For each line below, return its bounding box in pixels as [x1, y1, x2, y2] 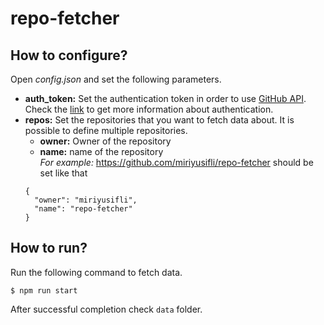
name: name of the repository [39, 146, 164, 157]
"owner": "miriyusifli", [34, 195, 138, 205]
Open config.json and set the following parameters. [10, 73, 222, 85]
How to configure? [10, 47, 128, 64]
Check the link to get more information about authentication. [24, 103, 274, 115]
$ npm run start [10, 285, 78, 296]
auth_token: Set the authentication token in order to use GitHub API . [24, 93, 307, 104]
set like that [39, 167, 88, 179]
